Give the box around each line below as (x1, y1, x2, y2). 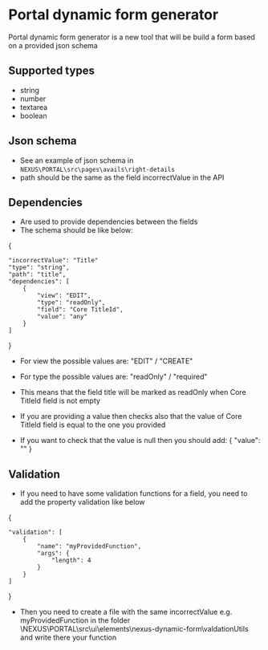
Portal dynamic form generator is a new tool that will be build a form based (8, 32, 255, 42)
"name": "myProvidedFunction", (37, 542, 142, 550)
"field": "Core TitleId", (37, 306, 124, 314)
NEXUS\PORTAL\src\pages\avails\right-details (19, 165, 175, 173)
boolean (19, 111, 47, 120)
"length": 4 (51, 556, 91, 565)
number (19, 94, 47, 104)
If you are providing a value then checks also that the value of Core (19, 412, 242, 421)
